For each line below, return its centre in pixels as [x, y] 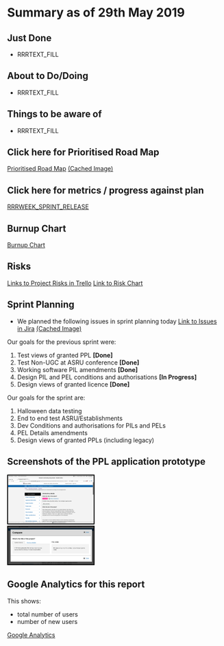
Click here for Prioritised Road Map [83, 152]
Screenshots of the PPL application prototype [106, 462]
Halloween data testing [49, 411]
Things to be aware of [54, 114]
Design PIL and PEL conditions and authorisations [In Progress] [107, 377]
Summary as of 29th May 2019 [96, 13]
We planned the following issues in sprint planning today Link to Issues [117, 321]
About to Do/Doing [48, 76]
